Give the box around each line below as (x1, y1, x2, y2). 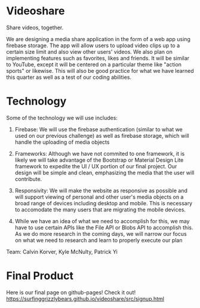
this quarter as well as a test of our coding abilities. (6, 73, 132, 81)
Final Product (6, 269, 73, 283)
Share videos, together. (6, 24, 64, 31)
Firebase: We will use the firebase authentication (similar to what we (14, 125, 183, 133)
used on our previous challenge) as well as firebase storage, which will (14, 132, 189, 139)
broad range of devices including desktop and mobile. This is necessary (14, 199, 193, 207)
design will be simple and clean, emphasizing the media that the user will (14, 169, 195, 176)
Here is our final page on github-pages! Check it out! (6, 288, 136, 296)
